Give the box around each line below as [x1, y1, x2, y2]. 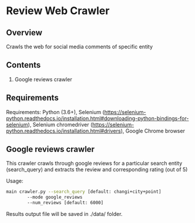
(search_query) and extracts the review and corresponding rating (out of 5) [6, 166, 188, 173]
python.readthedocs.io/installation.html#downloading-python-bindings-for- [6, 115, 189, 122]
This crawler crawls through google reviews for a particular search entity [6, 160, 183, 167]
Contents [6, 60, 41, 70]
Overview [6, 28, 43, 38]
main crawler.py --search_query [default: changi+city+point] [6, 189, 162, 195]
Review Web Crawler [6, 4, 110, 18]
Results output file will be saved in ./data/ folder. [6, 211, 123, 218]
